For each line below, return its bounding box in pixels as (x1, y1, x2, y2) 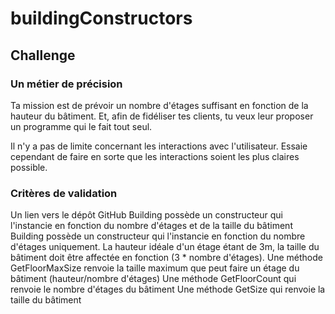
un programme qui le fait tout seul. (10, 120, 153, 132)
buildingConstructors (10, 7, 193, 30)
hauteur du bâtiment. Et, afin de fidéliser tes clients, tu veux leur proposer (10, 110, 314, 122)
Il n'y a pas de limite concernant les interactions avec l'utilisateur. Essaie (10, 140, 308, 152)
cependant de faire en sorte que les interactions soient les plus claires (10, 150, 300, 162)
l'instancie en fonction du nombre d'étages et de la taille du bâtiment (10, 220, 293, 232)
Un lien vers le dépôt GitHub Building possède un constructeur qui (10, 209, 284, 221)
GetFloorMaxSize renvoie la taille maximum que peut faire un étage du (10, 262, 300, 274)
